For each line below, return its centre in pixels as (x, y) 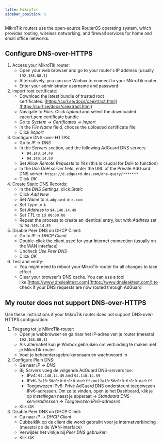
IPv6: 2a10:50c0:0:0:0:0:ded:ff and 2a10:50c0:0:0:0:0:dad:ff (89, 381)
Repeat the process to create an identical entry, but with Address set (88, 220)
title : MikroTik (21, 9)
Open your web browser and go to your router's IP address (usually (87, 71)
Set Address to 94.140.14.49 (48, 210)
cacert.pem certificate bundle (49, 117)
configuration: (34, 320)
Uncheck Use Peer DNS (43, 251)
